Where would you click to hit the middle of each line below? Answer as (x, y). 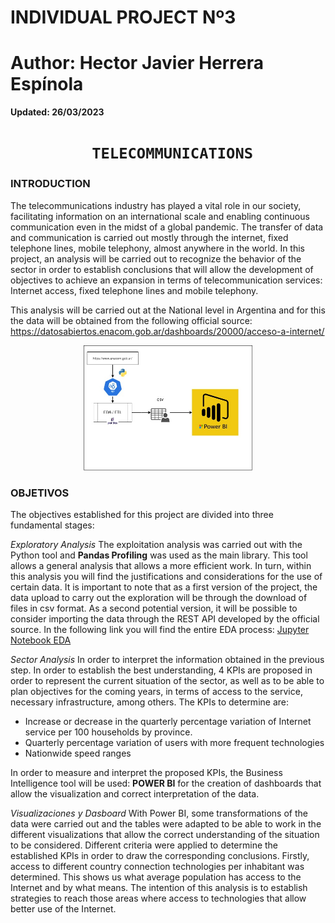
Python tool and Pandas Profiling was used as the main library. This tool (159, 555)
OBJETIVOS (40, 493)
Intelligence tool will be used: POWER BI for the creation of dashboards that (166, 783)
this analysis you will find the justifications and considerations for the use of (166, 576)
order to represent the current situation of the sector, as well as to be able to (167, 680)
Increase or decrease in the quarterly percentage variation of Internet (168, 721)
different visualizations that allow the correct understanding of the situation (165, 834)
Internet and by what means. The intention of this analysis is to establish (159, 887)
